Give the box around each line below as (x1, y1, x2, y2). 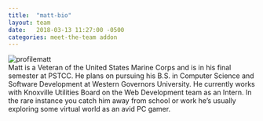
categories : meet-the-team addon (8, 33, 118, 41)
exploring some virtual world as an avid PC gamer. (8, 105, 171, 114)
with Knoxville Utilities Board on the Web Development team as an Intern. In (8, 87, 253, 98)
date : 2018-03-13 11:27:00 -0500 (8, 26, 125, 34)
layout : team (8, 19, 51, 27)
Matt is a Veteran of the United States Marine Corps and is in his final (8, 63, 232, 73)
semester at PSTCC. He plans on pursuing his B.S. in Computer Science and (8, 71, 254, 80)
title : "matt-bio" (8, 11, 72, 20)
